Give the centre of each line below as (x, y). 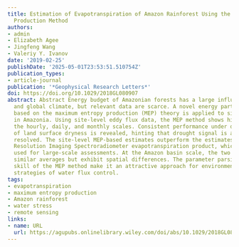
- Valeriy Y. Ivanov (38, 54)
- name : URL (25, 226)
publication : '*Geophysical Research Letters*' (79, 87)
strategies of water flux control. (67, 173)
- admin (19, 34)
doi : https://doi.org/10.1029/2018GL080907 (73, 93)
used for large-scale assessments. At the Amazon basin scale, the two (122, 153)
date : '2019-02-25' (36, 61)
